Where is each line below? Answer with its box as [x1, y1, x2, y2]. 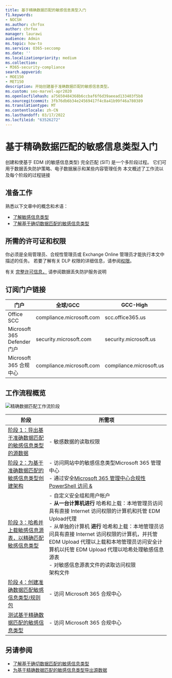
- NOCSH [5, 17, 22, 22]
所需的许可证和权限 [5, 237, 66, 246]
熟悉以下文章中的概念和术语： [5, 203, 68, 209]
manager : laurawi [5, 31, 42, 36]
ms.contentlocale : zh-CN [5, 108, 58, 113]
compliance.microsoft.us [104, 362, 164, 369]
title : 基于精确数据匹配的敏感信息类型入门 [5, 7, 87, 13]
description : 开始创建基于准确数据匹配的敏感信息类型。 [5, 84, 112, 89]
